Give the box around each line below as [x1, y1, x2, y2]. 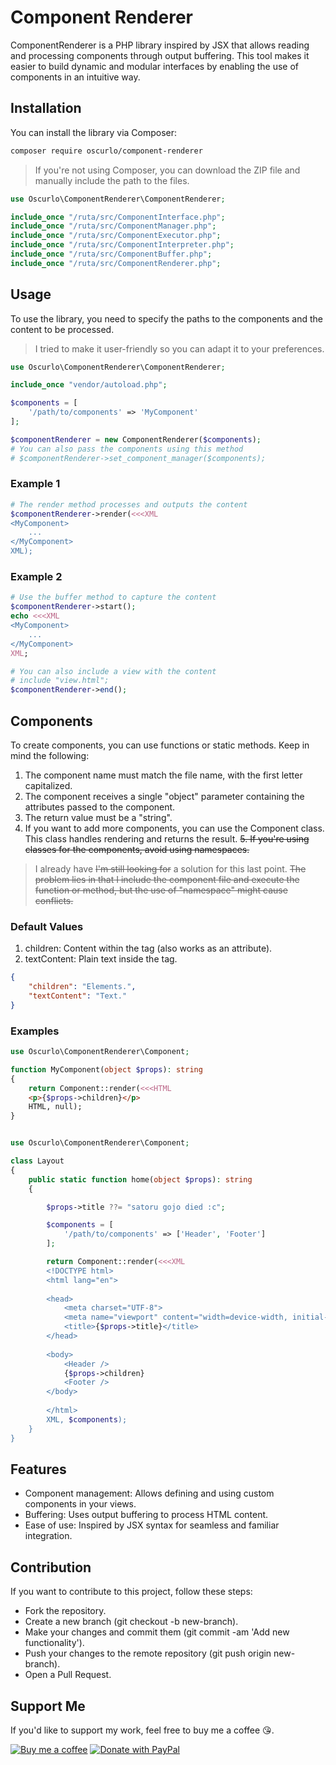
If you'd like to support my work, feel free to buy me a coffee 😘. [10, 1724, 275, 1736]
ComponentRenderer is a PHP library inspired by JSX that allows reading [10, 39, 310, 51]
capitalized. [24, 779, 73, 791]
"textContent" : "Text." [28, 991, 128, 1001]
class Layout [10, 1156, 65, 1166]
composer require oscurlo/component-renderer [10, 146, 203, 156]
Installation [10, 100, 82, 117]
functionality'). [24, 1637, 85, 1649]
